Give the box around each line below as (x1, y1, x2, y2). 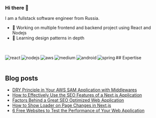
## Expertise (116, 55, 141, 61)
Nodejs (12, 30, 27, 36)
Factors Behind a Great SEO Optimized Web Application (12, 97, 124, 103)
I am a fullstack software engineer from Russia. (5, 16, 100, 21)
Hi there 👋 (5, 4, 29, 11)
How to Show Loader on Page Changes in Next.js (12, 102, 111, 108)
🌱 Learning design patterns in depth (12, 35, 84, 41)
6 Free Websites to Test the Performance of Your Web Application (12, 108, 145, 114)
